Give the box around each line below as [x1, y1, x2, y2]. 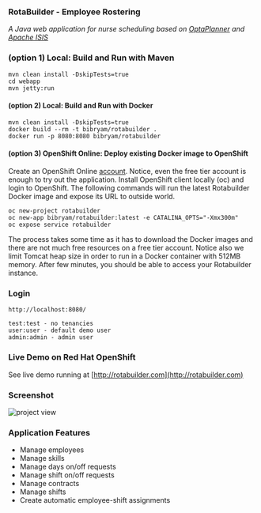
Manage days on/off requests [19, 462, 116, 472]
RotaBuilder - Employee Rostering [8, 6, 141, 17]
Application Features [8, 427, 91, 438]
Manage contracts [19, 479, 80, 488]
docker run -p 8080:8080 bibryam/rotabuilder [8, 132, 161, 140]
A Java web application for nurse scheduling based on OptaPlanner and [8, 25, 245, 34]
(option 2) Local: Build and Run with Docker [8, 101, 153, 111]
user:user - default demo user [8, 326, 112, 334]
